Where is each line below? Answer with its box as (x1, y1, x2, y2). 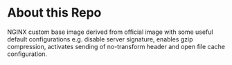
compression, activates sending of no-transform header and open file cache (7, 42, 225, 50)
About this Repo (7, 5, 102, 21)
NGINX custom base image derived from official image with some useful (7, 28, 213, 36)
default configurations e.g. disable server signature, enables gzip (7, 35, 193, 43)
